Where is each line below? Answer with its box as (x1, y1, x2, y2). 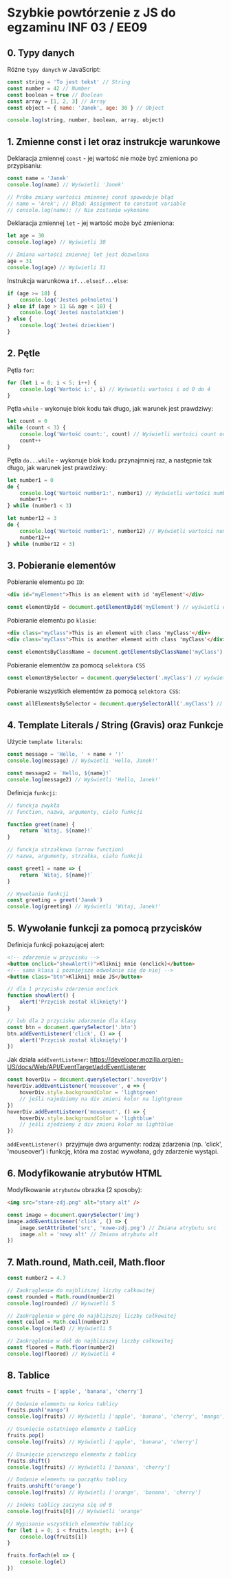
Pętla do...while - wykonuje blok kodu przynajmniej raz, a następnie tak (7, 456, 212, 464)
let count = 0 (7, 418, 48, 425)
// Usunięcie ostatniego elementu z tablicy (7, 1425, 137, 1433)
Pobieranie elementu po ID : (7, 578, 85, 586)
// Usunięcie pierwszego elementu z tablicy (7, 1451, 137, 1458)
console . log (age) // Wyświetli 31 (7, 264, 107, 271)
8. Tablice (7, 1370, 50, 1381)
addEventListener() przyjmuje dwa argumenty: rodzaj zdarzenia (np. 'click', (7, 1140, 223, 1149)
